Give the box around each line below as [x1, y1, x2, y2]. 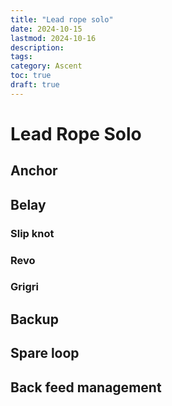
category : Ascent [10, 61, 83, 71]
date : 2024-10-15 [10, 24, 83, 34]
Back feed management [10, 379, 162, 396]
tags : [10, 52, 33, 62]
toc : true [10, 71, 52, 81]
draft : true [10, 80, 60, 90]
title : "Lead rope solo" [10, 14, 114, 25]
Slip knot [10, 226, 55, 240]
